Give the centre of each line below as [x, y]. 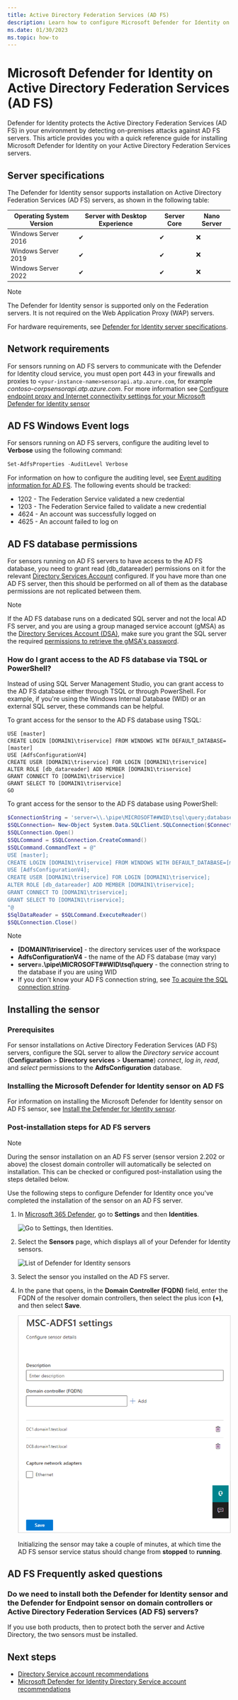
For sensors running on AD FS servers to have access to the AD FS [105, 561]
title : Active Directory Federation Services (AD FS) [89, 15]
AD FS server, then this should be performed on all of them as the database [118, 584]
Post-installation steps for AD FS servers [79, 1127]
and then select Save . [49, 1305]
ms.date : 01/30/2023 [38, 30]
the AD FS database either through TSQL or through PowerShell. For [107, 692]
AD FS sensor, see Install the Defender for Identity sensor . [92, 1109]
